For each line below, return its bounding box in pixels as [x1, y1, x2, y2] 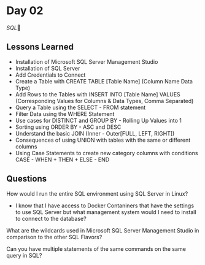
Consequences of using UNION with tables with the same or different [15, 136, 191, 144]
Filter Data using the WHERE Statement [15, 110, 115, 117]
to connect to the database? [15, 215, 87, 222]
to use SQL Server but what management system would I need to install [15, 208, 196, 215]
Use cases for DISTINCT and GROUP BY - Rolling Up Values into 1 [15, 117, 182, 124]
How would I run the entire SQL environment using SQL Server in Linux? [6, 190, 188, 197]
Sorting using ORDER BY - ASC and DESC [15, 123, 122, 131]
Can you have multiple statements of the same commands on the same [6, 245, 186, 252]
